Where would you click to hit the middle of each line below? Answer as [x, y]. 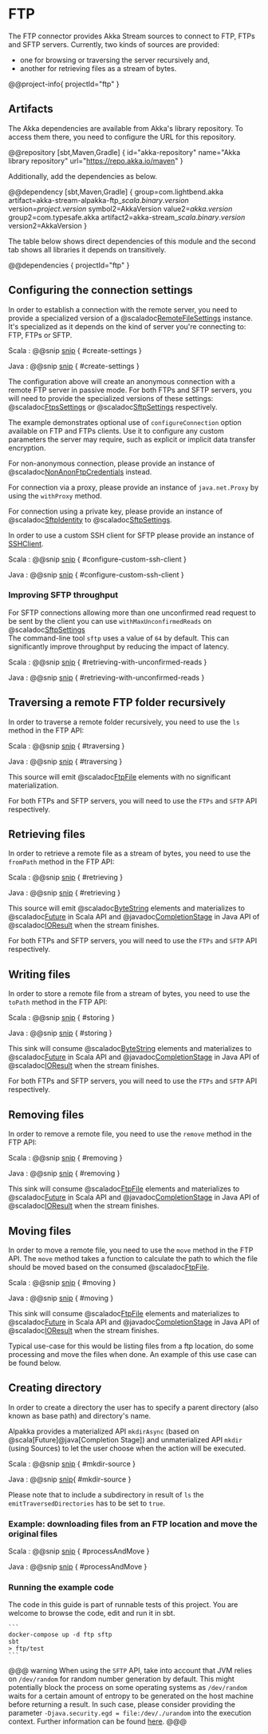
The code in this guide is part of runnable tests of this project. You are [123, 1605]
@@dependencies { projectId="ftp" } [69, 265]
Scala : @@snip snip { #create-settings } [75, 350]
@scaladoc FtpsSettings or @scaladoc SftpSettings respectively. [113, 407]
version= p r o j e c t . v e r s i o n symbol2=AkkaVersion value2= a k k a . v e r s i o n [120, 208]
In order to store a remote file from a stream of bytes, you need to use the [129, 994]
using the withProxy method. [55, 495]
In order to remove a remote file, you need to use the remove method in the [130, 1134]
